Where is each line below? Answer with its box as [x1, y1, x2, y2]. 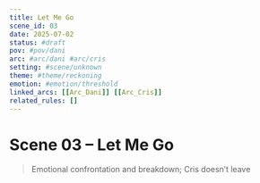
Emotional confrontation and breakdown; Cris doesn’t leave [30, 164, 251, 175]
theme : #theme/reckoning [9, 71, 102, 80]
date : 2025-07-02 [9, 29, 74, 38]
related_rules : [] [9, 96, 78, 105]
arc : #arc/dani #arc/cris [9, 54, 106, 63]
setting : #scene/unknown [9, 63, 102, 72]
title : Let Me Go [9, 12, 74, 22]
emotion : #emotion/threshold [9, 79, 118, 88]
